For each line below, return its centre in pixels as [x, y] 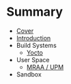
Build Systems [37, 45]
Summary [34, 12]
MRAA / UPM [45, 67]
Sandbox [29, 74]
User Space [33, 59]
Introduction [33, 38]
